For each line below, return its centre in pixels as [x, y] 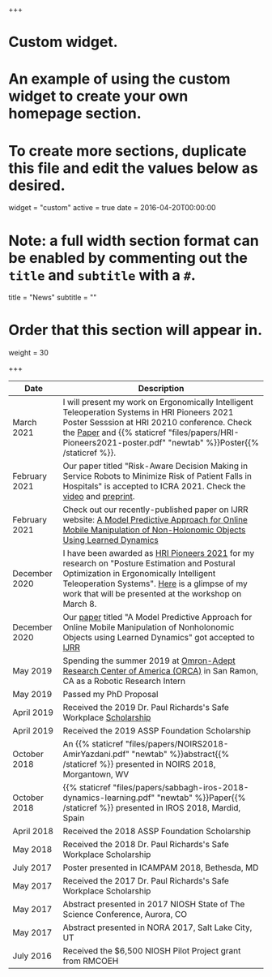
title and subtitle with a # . [102, 275]
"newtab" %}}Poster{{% [214, 443]
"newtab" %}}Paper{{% [201, 798]
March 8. [80, 604]
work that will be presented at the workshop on [152, 594]
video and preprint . [99, 497]
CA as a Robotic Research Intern [124, 681]
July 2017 [32, 867]
